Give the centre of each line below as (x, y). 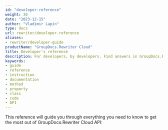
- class (13, 93)
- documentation (22, 79)
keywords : (15, 61)
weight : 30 (16, 14)
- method (14, 84)
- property (16, 89)
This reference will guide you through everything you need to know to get (81, 117)
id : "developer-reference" (33, 10)
